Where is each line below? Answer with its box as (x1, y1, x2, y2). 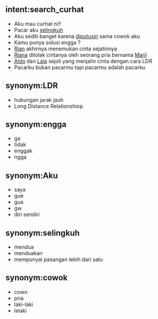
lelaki (13, 307, 27, 314)
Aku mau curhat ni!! (13, 20, 61, 27)
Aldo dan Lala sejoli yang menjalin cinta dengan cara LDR (13, 57, 153, 64)
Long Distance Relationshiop (13, 102, 83, 109)
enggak (13, 148, 33, 155)
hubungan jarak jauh (13, 96, 64, 103)
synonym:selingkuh (5, 228, 80, 238)
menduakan (13, 250, 43, 257)
